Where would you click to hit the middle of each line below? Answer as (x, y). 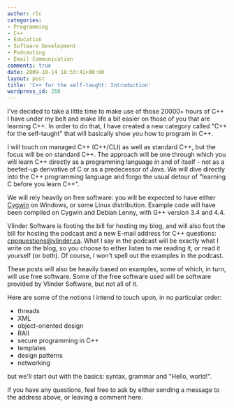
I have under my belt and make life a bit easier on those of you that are (109, 119)
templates (32, 348)
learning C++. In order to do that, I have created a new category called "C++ (117, 126)
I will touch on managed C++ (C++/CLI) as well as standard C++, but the (111, 147)
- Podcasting (26, 53)
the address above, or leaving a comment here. (75, 398)
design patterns (40, 356)
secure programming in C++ (58, 341)
